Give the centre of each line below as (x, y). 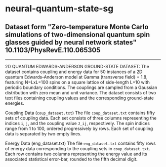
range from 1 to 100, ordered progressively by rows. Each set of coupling (79, 128)
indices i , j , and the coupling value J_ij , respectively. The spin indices (77, 123)
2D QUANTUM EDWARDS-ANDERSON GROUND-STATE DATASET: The (77, 66)
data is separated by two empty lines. (43, 134)
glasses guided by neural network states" (71, 42)
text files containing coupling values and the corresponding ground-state (80, 98)
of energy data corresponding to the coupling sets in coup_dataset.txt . (78, 148)
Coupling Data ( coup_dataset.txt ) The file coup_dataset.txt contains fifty (80, 113)
